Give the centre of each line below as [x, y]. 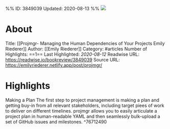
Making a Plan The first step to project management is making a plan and [82, 100]
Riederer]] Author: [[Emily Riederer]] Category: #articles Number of [76, 49]
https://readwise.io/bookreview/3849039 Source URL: [63, 59]
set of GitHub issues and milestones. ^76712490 [56, 122]
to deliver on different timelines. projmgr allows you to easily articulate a [81, 111]
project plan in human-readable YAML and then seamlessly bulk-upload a [83, 116]
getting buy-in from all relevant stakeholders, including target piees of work [85, 105]
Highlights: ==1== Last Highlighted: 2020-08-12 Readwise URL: [72, 54]
